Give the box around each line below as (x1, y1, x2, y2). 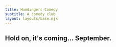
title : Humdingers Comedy (5, 7, 58, 12)
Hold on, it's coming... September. (5, 34, 112, 42)
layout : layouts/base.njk (5, 16, 58, 21)
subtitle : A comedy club (5, 12, 56, 16)
